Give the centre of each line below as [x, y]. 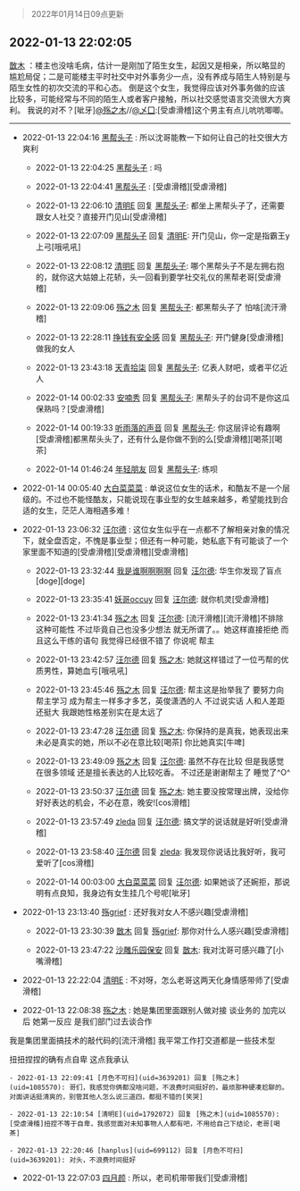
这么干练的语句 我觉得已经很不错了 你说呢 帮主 [129, 640]
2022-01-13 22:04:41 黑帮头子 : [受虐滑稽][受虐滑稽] [131, 186]
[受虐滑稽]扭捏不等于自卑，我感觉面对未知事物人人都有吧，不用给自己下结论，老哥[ [142, 1124]
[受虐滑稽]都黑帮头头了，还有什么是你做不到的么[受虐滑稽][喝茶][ [155, 439]
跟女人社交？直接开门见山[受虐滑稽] [101, 216]
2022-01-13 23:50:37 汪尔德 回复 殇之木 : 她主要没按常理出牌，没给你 [162, 791]
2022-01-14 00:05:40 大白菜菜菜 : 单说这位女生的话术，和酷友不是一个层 [156, 488]
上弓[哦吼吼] [58, 247]
